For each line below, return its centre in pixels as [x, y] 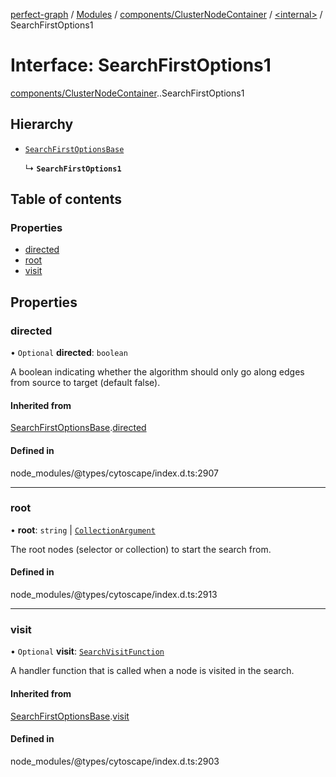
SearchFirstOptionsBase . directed [78, 428]
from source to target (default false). [85, 383]
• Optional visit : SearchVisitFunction [87, 651]
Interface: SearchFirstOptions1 [141, 65]
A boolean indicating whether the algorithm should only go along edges [157, 372]
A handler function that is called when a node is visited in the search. [152, 671]
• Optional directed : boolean [69, 353]
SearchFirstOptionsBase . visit [70, 716]
